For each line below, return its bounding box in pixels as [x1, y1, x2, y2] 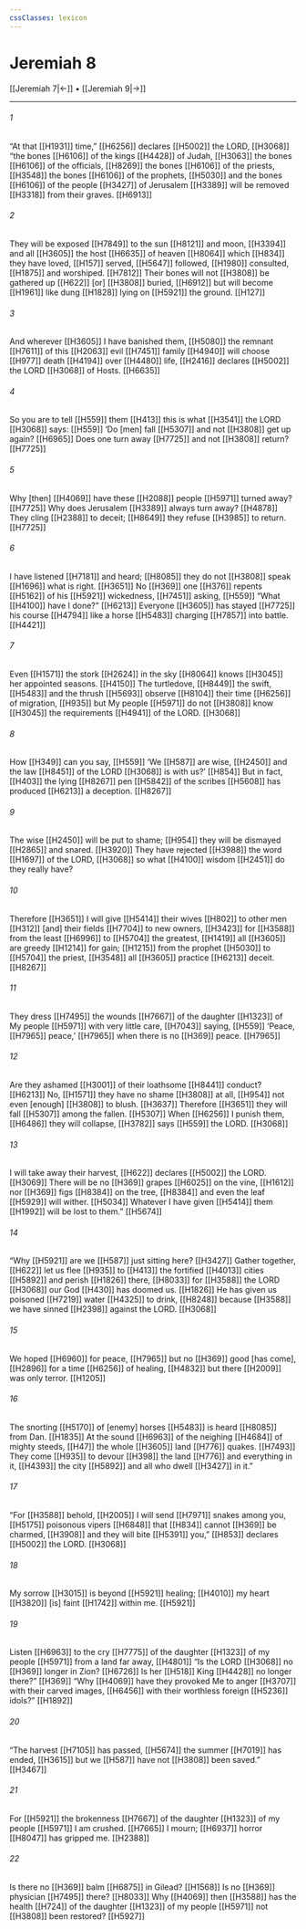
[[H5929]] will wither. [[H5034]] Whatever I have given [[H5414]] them [9, 1197, 273, 1208]
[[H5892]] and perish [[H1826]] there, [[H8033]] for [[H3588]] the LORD [9, 1274, 280, 1285]
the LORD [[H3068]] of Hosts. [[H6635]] [9, 365, 161, 376]
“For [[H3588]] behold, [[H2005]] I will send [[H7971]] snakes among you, [9, 1510, 287, 1521]
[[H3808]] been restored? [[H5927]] [9, 1911, 146, 1922]
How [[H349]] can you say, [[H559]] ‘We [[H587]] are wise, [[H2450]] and [9, 757, 288, 768]
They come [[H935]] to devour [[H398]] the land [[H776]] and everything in [9, 1451, 293, 1462]
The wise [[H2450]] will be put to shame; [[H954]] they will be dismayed [9, 834, 281, 845]
